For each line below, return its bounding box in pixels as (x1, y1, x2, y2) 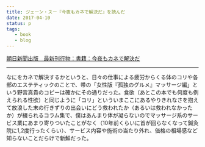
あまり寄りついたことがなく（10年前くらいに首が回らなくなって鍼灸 (27, 120, 199, 126)
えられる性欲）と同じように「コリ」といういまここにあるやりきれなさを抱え (6, 96, 199, 104)
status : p (6, 20, 32, 26)
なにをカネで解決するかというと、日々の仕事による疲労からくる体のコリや (6, 74, 193, 81)
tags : (6, 26, 20, 32)
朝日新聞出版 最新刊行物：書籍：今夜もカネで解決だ (6, 55, 140, 62)
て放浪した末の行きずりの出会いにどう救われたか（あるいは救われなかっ (6, 104, 188, 111)
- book (14, 32, 32, 38)
